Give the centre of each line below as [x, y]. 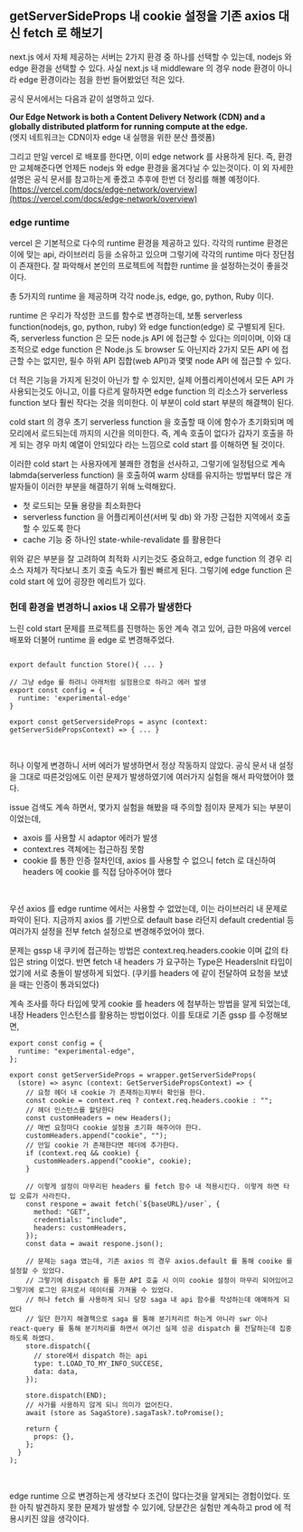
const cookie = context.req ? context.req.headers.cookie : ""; [149, 1101]
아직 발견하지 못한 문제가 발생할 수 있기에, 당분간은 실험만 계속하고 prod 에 [150, 1508]
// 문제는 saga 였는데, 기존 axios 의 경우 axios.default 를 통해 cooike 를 [159, 1261]
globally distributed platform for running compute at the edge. [129, 126]
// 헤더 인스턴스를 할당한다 [70, 1111]
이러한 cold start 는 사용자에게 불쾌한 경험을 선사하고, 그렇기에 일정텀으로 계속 [148, 464]
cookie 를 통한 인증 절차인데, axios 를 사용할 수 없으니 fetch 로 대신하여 [149, 861]
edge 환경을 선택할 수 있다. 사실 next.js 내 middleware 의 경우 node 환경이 [142, 68]
